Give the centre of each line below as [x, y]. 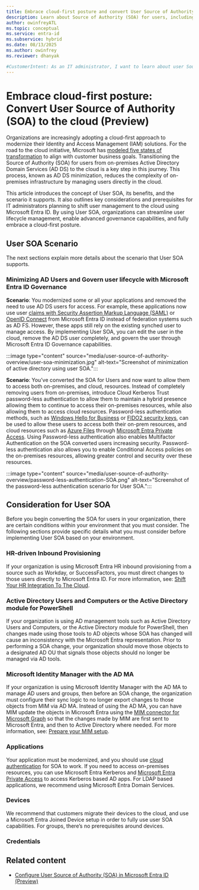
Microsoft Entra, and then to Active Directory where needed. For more [91, 725]
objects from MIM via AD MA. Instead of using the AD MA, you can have [94, 706]
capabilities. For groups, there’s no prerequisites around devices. [85, 826]
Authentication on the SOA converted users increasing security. [84, 443]
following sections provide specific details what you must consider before [96, 532]
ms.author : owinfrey [32, 51]
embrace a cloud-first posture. [44, 225]
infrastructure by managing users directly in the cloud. [96, 182]
